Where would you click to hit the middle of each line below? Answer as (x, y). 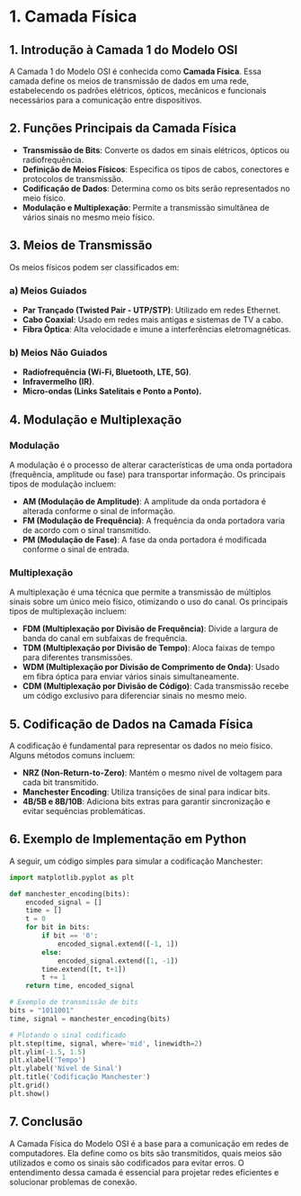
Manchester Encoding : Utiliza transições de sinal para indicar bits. (146, 792)
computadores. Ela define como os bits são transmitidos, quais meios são (146, 1153)
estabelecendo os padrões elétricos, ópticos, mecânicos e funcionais (138, 91)
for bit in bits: (58, 928)
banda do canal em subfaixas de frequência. (105, 639)
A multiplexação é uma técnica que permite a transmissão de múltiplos (140, 593)
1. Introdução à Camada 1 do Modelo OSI (124, 50)
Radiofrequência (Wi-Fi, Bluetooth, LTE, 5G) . (106, 372)
